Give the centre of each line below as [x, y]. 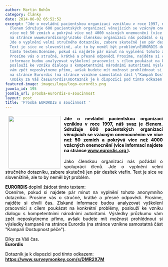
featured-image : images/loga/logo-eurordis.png [56, 84]
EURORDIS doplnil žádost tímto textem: [45, 187]
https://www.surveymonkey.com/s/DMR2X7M [55, 260]
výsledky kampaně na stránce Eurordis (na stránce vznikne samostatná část [84, 224]
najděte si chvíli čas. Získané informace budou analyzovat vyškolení [84, 203]
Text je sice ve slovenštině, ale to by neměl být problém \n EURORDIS [83, 47]
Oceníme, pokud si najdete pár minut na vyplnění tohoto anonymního [84, 192]
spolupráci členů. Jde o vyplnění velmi [113, 167]
